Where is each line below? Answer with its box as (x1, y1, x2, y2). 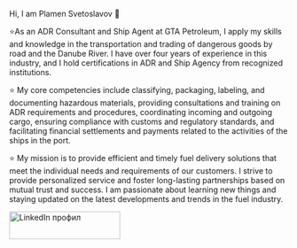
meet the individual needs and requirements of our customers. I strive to (9, 166, 273, 176)
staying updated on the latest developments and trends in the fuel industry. (9, 194, 284, 204)
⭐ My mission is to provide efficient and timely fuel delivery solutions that (9, 153, 277, 163)
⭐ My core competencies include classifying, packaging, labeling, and (9, 85, 265, 95)
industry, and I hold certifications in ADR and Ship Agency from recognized (9, 58, 284, 68)
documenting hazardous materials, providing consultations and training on (9, 97, 281, 108)
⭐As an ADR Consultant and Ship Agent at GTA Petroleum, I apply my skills (9, 27, 282, 36)
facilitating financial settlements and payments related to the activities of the (9, 126, 288, 136)
